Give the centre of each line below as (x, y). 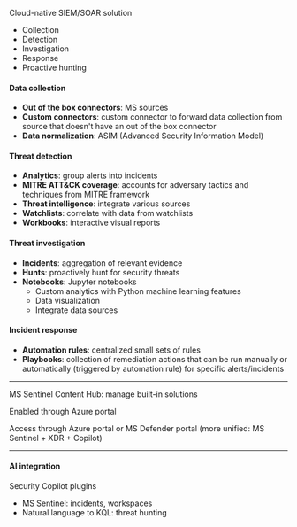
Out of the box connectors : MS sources (95, 108)
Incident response (43, 330)
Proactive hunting (54, 67)
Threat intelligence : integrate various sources (106, 204)
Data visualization (67, 300)
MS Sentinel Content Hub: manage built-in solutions (103, 394)
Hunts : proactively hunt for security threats (101, 272)
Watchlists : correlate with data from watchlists (107, 213)
